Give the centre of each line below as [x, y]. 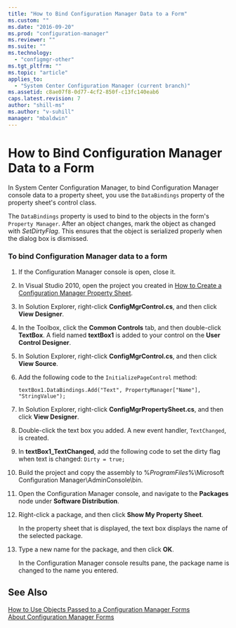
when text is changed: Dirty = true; [72, 459]
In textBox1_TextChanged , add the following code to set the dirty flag [119, 451]
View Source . [38, 363]
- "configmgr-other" [44, 60]
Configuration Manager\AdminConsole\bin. [80, 480]
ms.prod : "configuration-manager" [59, 33]
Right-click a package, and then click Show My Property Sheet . [111, 514]
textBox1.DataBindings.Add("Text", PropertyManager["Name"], [110, 390]
